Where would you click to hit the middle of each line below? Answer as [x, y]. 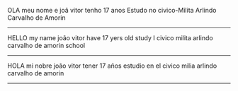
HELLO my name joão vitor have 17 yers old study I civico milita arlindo [110, 38]
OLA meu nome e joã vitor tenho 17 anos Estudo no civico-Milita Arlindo [112, 10]
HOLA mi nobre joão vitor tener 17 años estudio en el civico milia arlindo [112, 66]
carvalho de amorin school [46, 45]
